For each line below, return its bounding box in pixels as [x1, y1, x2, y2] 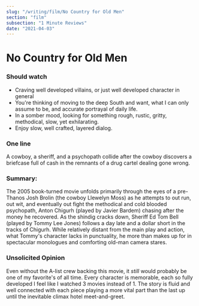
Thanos [6, 194, 25, 201]
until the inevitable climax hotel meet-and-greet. [6, 293, 125, 300]
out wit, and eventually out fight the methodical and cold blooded [6, 201, 167, 208]
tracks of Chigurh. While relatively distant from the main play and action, [6, 226, 185, 234]
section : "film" [6, 14, 47, 20]
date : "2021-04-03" [6, 25, 55, 32]
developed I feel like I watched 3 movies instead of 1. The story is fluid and [6, 280, 191, 287]
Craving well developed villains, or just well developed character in [14, 86, 180, 93]
